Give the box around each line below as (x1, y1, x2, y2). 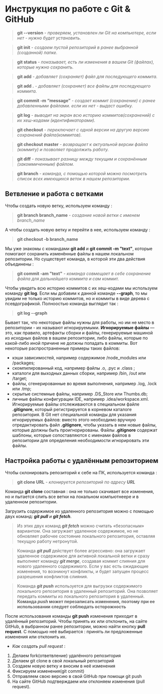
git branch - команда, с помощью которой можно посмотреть (17, 170, 147, 176)
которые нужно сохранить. (17, 64, 74, 70)
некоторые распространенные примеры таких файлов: (5, 345, 120, 351)
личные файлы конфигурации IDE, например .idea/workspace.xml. (12, 396, 149, 402)
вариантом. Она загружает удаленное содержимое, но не (17, 528, 139, 534)
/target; (12, 375, 27, 381)
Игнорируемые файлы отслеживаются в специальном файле (12, 401, 140, 407)
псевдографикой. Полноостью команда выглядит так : (5, 301, 119, 306)
